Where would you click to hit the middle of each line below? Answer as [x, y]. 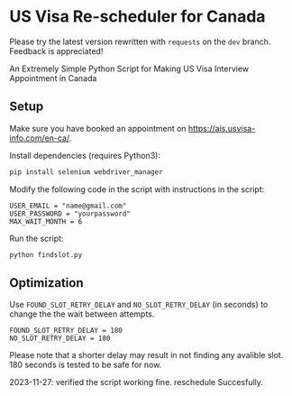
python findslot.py [46, 254]
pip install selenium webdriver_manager [87, 172]
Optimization [46, 283]
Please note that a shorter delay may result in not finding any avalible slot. [146, 355]
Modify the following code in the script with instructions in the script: [137, 189]
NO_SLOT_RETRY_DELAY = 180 [60, 339]
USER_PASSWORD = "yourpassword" [70, 214]
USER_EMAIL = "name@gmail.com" [68, 206]
